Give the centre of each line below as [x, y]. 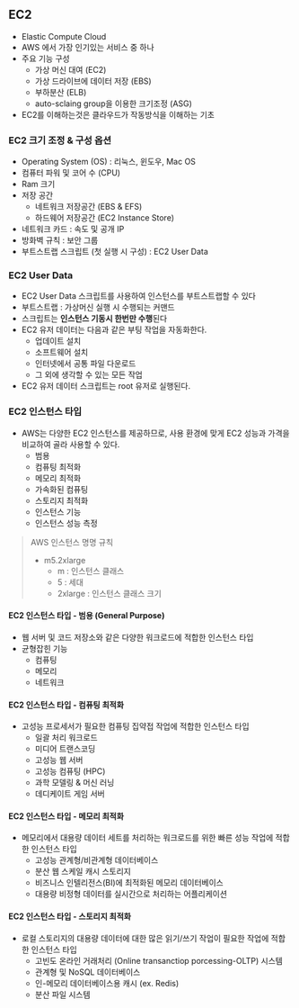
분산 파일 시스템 [62, 994]
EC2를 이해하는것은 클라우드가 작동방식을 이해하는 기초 [118, 114]
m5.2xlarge [65, 560]
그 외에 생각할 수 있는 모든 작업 [88, 375]
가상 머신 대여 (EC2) [70, 69]
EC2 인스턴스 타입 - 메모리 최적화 [66, 816]
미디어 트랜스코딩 [65, 749]
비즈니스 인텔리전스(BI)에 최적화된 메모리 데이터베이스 [129, 883]
